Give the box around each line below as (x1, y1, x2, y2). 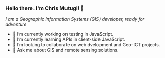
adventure (5, 21, 27, 27)
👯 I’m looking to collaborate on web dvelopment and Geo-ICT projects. (12, 42, 160, 48)
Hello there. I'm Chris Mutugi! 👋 (5, 5, 84, 12)
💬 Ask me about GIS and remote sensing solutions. (12, 47, 119, 53)
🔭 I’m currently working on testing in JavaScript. (12, 31, 113, 37)
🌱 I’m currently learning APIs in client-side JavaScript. (12, 36, 125, 42)
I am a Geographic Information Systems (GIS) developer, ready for (5, 16, 145, 22)
